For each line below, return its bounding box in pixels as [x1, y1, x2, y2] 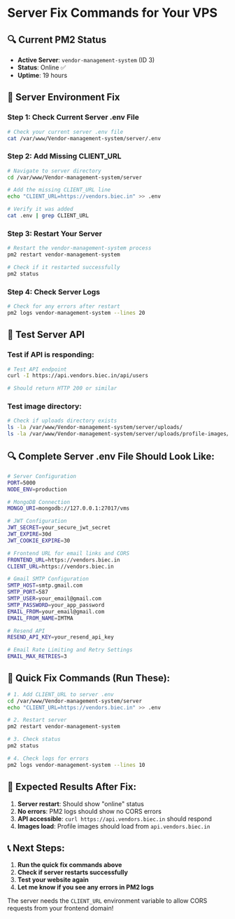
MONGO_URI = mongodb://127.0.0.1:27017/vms [7, 505, 130, 512]
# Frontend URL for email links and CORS [7, 550, 130, 557]
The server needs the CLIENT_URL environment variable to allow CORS [7, 897, 208, 905]
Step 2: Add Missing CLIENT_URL [7, 151, 122, 161]
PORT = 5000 [7, 479, 36, 486]
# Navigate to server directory [7, 167, 101, 175]
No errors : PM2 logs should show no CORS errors [17, 807, 162, 815]
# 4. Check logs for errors [7, 755, 90, 762]
